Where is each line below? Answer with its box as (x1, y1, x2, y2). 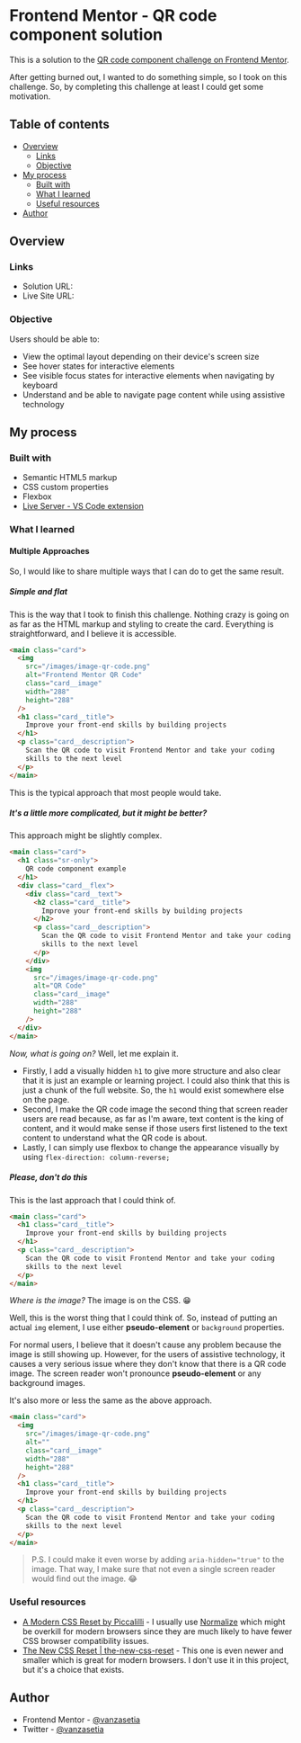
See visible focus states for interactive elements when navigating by (22, 370, 276, 380)
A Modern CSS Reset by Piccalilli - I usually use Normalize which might (22, 1616, 286, 1627)
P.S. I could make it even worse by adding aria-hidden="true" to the (31, 1554, 285, 1565)
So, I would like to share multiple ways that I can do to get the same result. (9, 566, 285, 577)
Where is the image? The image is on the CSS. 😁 (9, 1295, 191, 1306)
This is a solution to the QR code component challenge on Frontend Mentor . (9, 54, 289, 65)
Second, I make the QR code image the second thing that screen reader (22, 1104, 288, 1114)
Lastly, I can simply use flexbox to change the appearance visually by (22, 1141, 280, 1152)
